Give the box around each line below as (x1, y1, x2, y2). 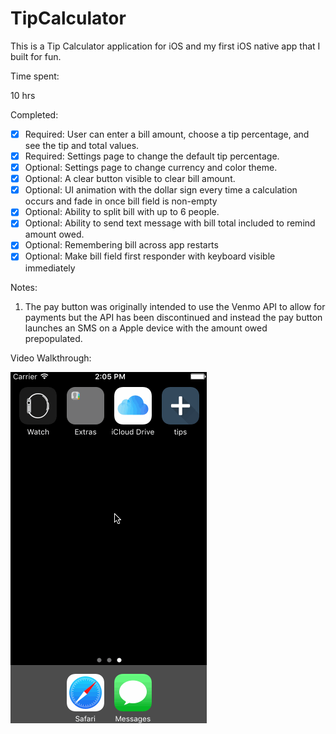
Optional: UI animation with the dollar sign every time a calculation (24, 184, 298, 196)
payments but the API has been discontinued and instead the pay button (24, 311, 323, 323)
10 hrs (10, 89, 36, 101)
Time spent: (10, 70, 60, 82)
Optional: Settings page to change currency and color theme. (24, 162, 278, 174)
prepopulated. (24, 332, 83, 344)
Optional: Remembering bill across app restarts (24, 239, 219, 251)
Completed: (10, 108, 59, 121)
